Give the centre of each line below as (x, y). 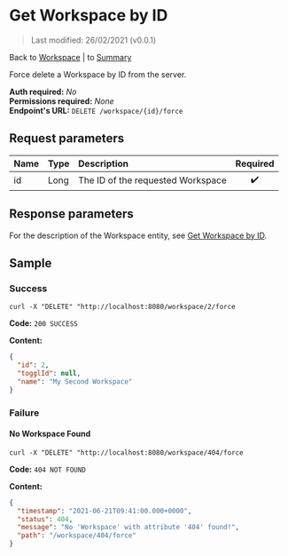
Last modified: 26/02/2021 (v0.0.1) (93, 40)
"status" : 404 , (45, 519)
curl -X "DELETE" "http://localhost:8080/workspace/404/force (126, 453)
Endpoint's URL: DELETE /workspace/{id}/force (96, 110)
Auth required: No (43, 91)
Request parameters (67, 139)
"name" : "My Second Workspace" (75, 381)
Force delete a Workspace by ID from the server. (98, 74)
